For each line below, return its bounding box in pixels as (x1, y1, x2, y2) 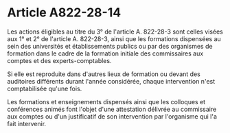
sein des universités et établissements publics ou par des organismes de (7, 42, 213, 50)
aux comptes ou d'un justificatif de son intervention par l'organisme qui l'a (7, 112, 218, 121)
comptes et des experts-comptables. (7, 56, 112, 64)
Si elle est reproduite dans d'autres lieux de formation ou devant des (7, 70, 200, 78)
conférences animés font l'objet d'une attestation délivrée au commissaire (7, 105, 217, 113)
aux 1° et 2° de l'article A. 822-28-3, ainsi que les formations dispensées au (7, 34, 221, 43)
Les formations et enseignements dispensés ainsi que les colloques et (7, 97, 206, 106)
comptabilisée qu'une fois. (7, 84, 82, 93)
